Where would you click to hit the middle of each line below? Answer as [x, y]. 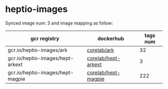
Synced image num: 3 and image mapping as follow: [59, 23]
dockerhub [110, 38]
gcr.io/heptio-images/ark [37, 50]
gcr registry [45, 38]
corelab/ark [100, 50]
